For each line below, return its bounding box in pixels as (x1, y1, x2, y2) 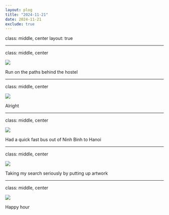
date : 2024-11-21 (5, 17, 42, 22)
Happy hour (5, 204, 30, 210)
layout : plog (5, 7, 33, 13)
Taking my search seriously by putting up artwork (5, 170, 108, 177)
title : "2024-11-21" (5, 12, 49, 17)
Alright (5, 103, 19, 109)
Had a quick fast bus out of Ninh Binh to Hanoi (5, 137, 102, 143)
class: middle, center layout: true (5, 35, 73, 41)
